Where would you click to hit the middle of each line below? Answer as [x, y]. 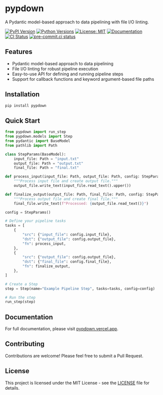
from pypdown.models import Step [39, 137]
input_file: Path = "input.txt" [46, 159]
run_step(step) [20, 302]
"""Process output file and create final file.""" [66, 199]
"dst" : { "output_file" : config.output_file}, [69, 239]
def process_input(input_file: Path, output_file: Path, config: [72, 177]
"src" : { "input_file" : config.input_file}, [67, 234]
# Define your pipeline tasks [36, 221]
